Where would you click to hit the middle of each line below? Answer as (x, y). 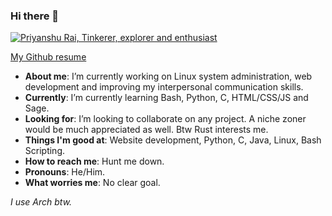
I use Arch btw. (41, 202)
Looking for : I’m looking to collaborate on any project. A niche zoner (165, 119)
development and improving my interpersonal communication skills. (164, 87)
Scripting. (45, 151)
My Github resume (48, 57)
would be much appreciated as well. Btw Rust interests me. (146, 130)
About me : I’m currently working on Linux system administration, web (168, 76)
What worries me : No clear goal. (92, 183)
